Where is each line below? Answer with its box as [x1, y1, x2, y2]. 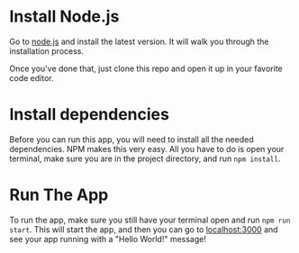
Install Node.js [9, 6, 120, 27]
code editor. [9, 72, 54, 83]
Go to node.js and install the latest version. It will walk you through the [9, 36, 269, 47]
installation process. [9, 45, 84, 56]
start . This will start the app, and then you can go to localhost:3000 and [9, 223, 278, 235]
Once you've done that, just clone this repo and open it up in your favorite [9, 63, 284, 74]
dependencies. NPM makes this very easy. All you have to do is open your [9, 143, 285, 154]
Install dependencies [9, 104, 169, 125]
